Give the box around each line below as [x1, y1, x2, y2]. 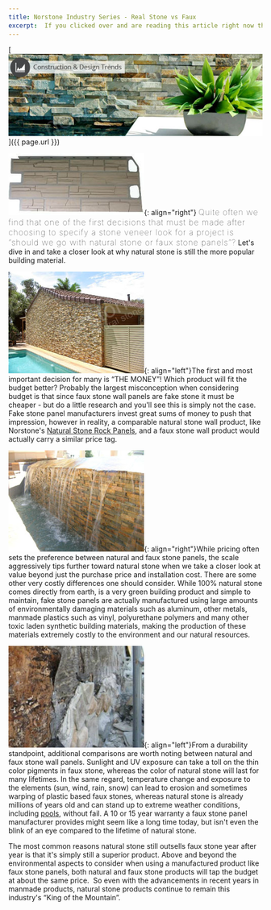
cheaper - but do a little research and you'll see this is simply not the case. [8, 400, 256, 409]
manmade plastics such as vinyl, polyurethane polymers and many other [8, 613, 249, 622]
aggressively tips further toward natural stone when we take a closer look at [8, 561, 261, 571]
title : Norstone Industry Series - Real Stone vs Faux [8, 13, 197, 21]
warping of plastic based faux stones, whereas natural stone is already [8, 791, 244, 801]
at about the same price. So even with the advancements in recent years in [8, 875, 260, 885]
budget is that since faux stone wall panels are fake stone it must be [8, 391, 235, 401]
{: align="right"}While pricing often [144, 544, 260, 554]
